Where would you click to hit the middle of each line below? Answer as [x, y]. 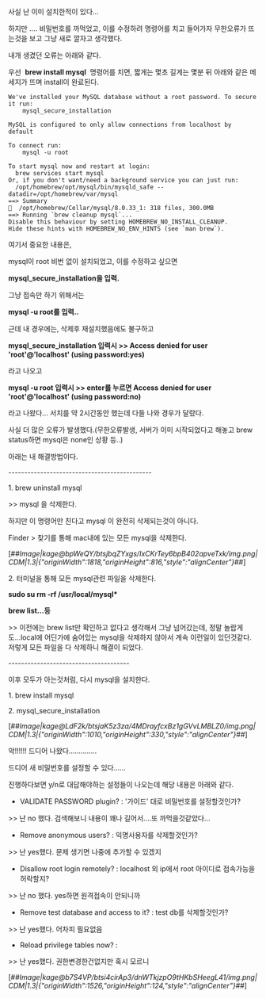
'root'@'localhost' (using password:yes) [76, 354]
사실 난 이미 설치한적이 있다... [53, 11]
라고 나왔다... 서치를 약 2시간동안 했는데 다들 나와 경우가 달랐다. [106, 413]
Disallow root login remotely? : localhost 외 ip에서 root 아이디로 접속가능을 [137, 869]
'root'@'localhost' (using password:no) [74, 396]
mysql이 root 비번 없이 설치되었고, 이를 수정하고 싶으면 [93, 261]
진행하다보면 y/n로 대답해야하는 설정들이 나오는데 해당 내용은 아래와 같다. [121, 784]
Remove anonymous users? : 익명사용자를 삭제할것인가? [108, 835]
